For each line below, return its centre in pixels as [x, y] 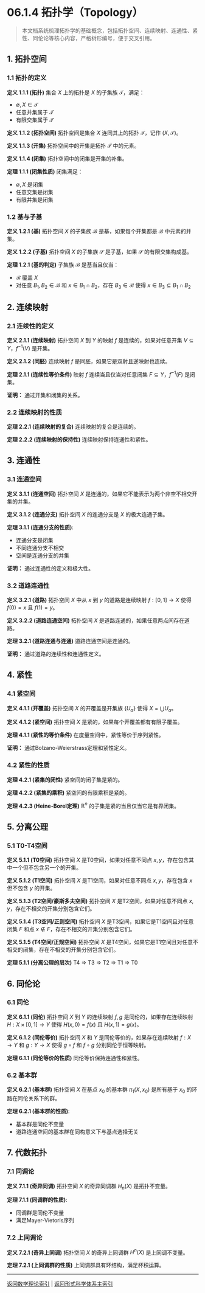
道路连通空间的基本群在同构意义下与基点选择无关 [77, 1131]
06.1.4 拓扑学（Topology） [75, 12]
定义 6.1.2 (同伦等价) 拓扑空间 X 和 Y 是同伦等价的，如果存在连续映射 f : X [99, 1037]
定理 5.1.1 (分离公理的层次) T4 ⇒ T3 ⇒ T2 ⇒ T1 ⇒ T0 [72, 963]
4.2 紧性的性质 [28, 765]
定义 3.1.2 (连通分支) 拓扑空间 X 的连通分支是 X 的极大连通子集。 [88, 514]
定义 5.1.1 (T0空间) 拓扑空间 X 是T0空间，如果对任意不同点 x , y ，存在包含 [98, 860]
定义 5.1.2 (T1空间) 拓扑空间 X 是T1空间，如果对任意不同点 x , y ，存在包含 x [100, 881]
